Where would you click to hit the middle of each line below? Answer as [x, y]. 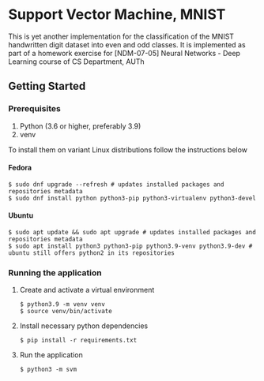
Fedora [20, 168]
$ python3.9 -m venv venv [62, 304]
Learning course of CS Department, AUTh [76, 62]
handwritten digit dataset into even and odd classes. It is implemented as [127, 44]
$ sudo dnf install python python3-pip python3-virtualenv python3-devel [132, 198]
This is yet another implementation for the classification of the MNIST [121, 36]
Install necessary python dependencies [84, 326]
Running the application [55, 272]
